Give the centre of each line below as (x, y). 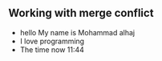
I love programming (52, 41)
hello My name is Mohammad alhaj (77, 32)
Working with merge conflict (81, 13)
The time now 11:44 (52, 49)
